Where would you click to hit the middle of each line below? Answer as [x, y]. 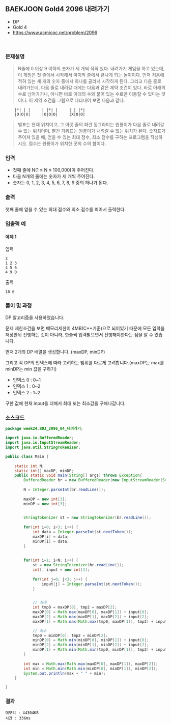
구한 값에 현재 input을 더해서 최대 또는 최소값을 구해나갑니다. [65, 403]
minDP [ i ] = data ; [51, 541]
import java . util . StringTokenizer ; [43, 447]
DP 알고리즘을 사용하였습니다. [35, 317]
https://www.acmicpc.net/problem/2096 [55, 33]
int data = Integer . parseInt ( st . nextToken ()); [83, 532]
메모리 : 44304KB [22, 713]
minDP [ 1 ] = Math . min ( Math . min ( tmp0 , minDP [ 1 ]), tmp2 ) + [93, 650]
